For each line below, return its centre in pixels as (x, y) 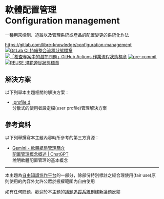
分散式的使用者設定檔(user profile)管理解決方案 (60, 108)
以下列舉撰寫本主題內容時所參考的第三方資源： (52, 137)
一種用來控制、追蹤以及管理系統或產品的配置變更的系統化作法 (67, 35)
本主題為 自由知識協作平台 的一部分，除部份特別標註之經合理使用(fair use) (78, 175)
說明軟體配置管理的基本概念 (40, 160)
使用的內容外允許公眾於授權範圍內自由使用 (52, 181)
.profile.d (21, 102)
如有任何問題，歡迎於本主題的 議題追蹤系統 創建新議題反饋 (63, 192)
